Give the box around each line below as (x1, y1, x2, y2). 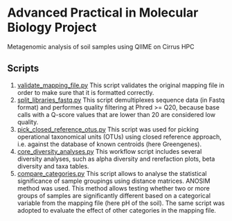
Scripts (7, 62, 39, 74)
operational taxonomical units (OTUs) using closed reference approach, (17, 132, 222, 141)
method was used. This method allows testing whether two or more (17, 184, 210, 192)
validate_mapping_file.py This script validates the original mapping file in (17, 81, 225, 89)
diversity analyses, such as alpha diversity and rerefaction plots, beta (17, 154, 215, 163)
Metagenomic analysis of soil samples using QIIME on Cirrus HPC (7, 42, 195, 51)
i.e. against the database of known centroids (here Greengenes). (17, 140, 202, 148)
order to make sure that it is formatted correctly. (17, 88, 154, 96)
